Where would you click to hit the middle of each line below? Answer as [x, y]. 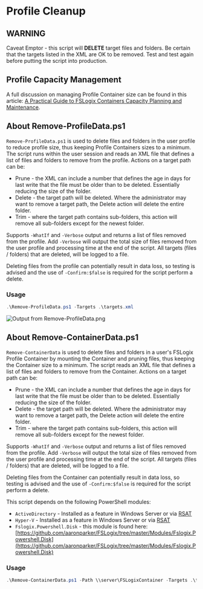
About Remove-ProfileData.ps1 [66, 126]
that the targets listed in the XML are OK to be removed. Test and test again [100, 54]
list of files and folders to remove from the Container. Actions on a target [96, 371]
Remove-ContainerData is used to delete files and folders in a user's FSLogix [100, 352]
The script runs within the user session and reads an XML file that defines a [100, 154]
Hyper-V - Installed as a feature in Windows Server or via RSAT [92, 520]
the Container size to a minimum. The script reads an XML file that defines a [101, 365]
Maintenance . [23, 107]
